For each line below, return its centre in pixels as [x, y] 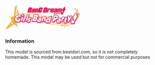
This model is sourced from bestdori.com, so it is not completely [71, 52]
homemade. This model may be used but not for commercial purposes [78, 57]
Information [20, 41]
